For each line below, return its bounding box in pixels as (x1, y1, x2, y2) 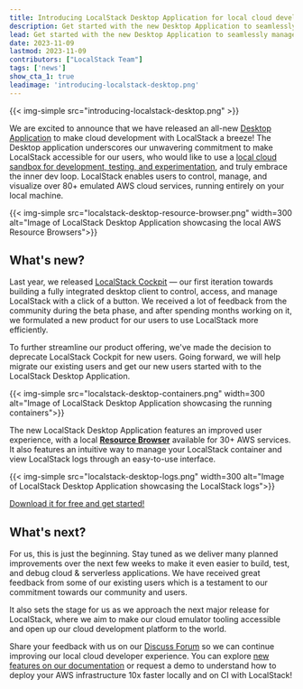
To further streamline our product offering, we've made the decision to (9, 342, 272, 353)
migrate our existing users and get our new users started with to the (9, 361, 262, 372)
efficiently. (9, 324, 49, 335)
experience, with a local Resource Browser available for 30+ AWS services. (9, 434, 291, 445)
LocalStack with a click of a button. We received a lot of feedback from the (9, 295, 287, 307)
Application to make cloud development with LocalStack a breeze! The (9, 132, 271, 143)
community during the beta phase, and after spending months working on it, (9, 305, 293, 316)
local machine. (9, 190, 64, 200)
